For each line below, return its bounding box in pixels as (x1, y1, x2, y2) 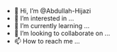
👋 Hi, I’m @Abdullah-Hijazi (13, 7, 91, 15)
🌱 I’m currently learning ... (13, 22, 90, 30)
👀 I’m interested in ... (13, 14, 74, 22)
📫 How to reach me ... (13, 37, 80, 45)
